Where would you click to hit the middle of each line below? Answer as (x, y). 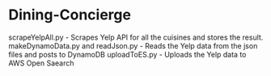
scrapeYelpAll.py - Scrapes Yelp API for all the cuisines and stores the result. (136, 37)
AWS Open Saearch (41, 63)
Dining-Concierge (70, 15)
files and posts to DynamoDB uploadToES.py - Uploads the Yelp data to (127, 54)
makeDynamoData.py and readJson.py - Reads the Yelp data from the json (133, 45)
